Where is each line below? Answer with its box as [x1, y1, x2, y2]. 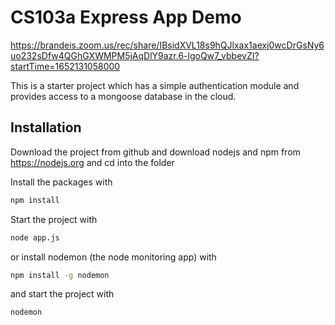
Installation [10, 119, 82, 136]
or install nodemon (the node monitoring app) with [10, 251, 217, 263]
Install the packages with [10, 176, 113, 188]
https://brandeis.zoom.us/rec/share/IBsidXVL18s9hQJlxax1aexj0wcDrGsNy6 [10, 39, 325, 51]
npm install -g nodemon [10, 270, 110, 280]
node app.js [10, 232, 60, 243]
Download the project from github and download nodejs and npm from [10, 146, 301, 158]
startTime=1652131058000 [10, 60, 121, 72]
